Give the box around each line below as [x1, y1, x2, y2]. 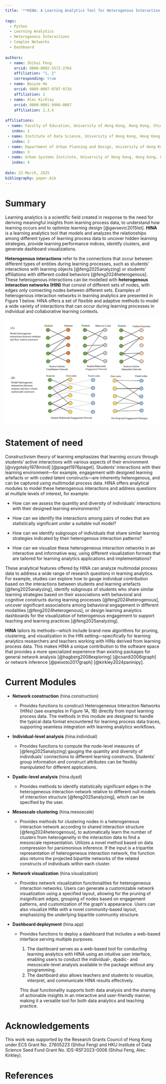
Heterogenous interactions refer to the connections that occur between [5, 255, 153, 261]
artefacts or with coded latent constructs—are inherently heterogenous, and [5, 474, 160, 480]
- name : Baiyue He [9, 81, 48, 86]
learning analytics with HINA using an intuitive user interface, [27, 951, 152, 957]
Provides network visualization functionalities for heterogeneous [19, 880, 151, 886]
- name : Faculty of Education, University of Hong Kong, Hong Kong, [7, 123, 152, 129]
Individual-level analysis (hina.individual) [12, 733, 98, 739]
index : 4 [11, 160, 30, 165]
